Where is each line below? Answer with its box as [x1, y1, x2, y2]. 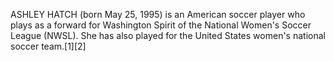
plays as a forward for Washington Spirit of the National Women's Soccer [10, 19, 312, 31]
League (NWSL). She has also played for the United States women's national [10, 30, 326, 41]
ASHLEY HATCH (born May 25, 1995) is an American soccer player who [10, 9, 306, 20]
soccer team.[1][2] [10, 40, 87, 52]
